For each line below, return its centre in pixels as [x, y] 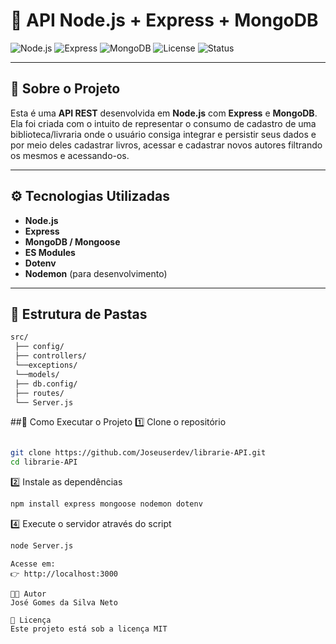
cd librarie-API [44, 462]
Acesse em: [33, 564]
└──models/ [37, 374]
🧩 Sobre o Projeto [65, 89]
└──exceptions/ [46, 365]
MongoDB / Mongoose [72, 241]
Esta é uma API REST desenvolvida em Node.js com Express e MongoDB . [164, 113]
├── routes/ [39, 393]
